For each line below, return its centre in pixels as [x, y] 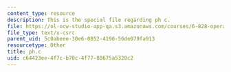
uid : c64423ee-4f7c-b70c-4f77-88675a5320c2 [70, 58]
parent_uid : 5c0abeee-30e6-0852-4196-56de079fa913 [81, 39]
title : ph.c [24, 52]
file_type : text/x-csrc [41, 33]
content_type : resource [41, 13]
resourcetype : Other [37, 45]
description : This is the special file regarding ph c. [89, 20]
